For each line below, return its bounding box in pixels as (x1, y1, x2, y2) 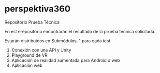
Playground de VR (11, 52, 48, 58)
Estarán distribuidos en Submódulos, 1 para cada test (4, 37, 111, 44)
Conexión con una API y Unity (11, 47, 72, 53)
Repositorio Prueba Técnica (4, 19, 60, 25)
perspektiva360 (4, 3, 71, 14)
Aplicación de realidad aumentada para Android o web (11, 57, 120, 63)
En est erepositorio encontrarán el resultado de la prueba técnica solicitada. (4, 28, 156, 34)
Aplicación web (11, 62, 43, 68)
